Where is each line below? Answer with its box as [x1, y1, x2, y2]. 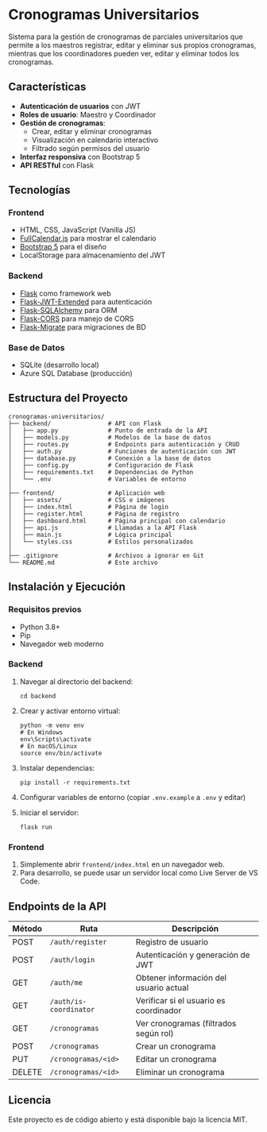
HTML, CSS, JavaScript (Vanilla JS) [19, 225, 137, 235]
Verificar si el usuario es [135, 995, 226, 1006]
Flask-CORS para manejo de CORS [19, 314, 134, 323]
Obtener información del [135, 972, 227, 983]
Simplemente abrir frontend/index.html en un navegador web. [19, 860, 225, 869]
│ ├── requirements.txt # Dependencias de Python [8, 468, 194, 476]
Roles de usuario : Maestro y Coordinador [19, 110, 157, 119]
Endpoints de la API [8, 899, 106, 913]
